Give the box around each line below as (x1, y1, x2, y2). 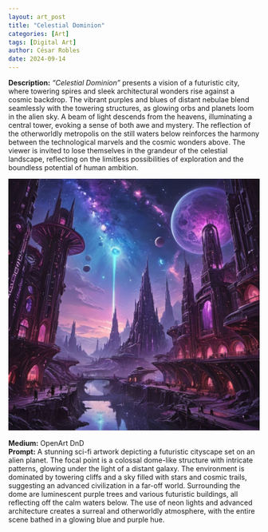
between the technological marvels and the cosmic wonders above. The (8, 137, 246, 147)
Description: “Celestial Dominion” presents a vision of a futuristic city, (8, 78, 240, 87)
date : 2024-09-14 (8, 55, 66, 63)
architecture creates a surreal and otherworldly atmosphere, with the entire (8, 506, 255, 515)
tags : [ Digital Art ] (8, 38, 77, 46)
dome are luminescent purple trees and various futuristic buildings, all (8, 490, 238, 498)
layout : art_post (8, 13, 66, 21)
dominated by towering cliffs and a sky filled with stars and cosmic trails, (8, 472, 247, 482)
